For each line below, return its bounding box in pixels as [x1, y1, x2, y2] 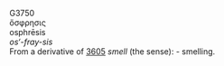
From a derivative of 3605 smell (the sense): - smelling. [9, 46, 216, 57]
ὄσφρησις [9, 17, 47, 28]
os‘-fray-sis [9, 36, 53, 47]
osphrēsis [9, 27, 47, 37]
